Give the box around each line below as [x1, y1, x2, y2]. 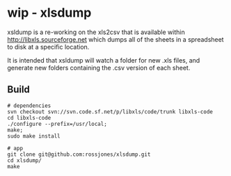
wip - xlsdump [7, 5, 92, 21]
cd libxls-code [7, 114, 51, 121]
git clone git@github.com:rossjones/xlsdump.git [7, 151, 151, 158]
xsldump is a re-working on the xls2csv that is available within [7, 28, 186, 36]
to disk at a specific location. [7, 42, 90, 51]
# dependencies [7, 102, 51, 109]
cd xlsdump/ [7, 157, 42, 164]
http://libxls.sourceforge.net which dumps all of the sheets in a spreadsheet [7, 35, 224, 43]
